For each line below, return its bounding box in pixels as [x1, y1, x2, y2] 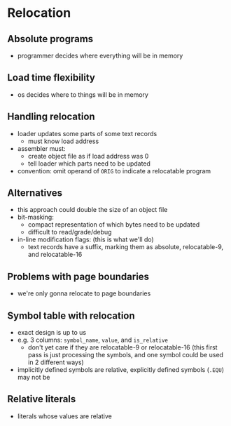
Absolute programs [7, 33, 94, 45]
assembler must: [17, 144, 66, 152]
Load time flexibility [7, 72, 96, 84]
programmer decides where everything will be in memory [17, 51, 183, 60]
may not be [17, 373, 50, 382]
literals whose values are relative [17, 412, 112, 420]
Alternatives [7, 187, 63, 199]
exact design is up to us [17, 328, 86, 337]
